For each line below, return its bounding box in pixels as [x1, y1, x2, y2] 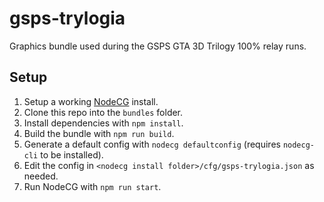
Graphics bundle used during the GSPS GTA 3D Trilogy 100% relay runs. [9, 40, 307, 52]
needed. [23, 170, 59, 182]
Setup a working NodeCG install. [23, 95, 159, 107]
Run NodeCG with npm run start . [23, 180, 162, 192]
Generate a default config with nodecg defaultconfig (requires [23, 138, 281, 150]
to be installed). [40, 148, 104, 161]
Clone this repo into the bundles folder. [23, 106, 184, 118]
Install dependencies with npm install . [23, 117, 184, 129]
